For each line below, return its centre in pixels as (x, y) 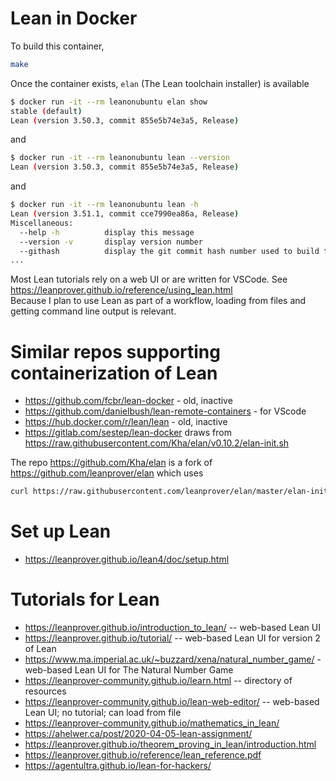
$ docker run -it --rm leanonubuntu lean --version (120, 158)
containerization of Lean (114, 373)
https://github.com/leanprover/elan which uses (107, 473)
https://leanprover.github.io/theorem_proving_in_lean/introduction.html (170, 744)
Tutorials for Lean (85, 599)
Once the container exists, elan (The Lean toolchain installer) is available (160, 83)
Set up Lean (61, 531)
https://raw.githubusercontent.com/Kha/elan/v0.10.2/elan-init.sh (157, 443)
